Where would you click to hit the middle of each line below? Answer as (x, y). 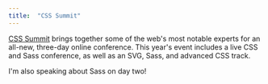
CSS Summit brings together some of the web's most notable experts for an (134, 38)
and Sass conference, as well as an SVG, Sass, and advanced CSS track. (130, 55)
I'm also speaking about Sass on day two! (77, 71)
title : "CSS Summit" (45, 16)
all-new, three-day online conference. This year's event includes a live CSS (133, 47)
